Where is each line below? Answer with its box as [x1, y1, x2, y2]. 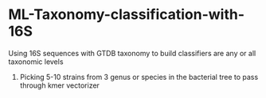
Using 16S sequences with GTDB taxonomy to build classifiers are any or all [8, 48, 256, 58]
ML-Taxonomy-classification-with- [8, 6, 245, 24]
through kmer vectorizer [19, 81, 100, 90]
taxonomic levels [8, 57, 64, 66]
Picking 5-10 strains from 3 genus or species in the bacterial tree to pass [19, 72, 259, 81]
